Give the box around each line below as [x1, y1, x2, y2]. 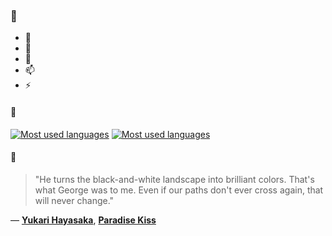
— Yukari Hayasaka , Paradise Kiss [10, 214, 157, 226]
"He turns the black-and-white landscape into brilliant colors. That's [34, 173, 315, 185]
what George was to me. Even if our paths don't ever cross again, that [34, 184, 324, 196]
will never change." [34, 194, 115, 206]
